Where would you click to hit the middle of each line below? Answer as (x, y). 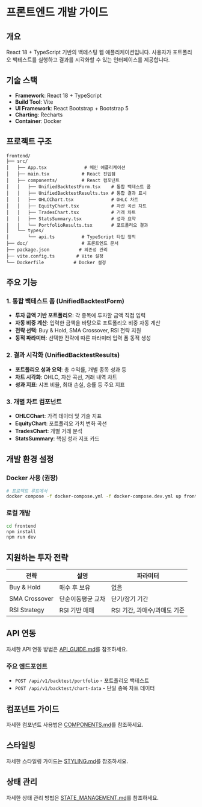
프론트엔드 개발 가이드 (57, 12)
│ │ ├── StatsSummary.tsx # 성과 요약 (71, 219)
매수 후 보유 (75, 587)
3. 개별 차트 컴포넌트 (34, 402)
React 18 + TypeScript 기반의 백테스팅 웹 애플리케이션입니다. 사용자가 (89, 52)
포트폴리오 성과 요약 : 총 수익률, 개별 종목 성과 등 (71, 369)
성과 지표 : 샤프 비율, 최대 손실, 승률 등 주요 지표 (70, 384)
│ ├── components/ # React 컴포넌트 (63, 180)
